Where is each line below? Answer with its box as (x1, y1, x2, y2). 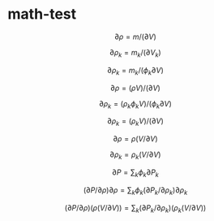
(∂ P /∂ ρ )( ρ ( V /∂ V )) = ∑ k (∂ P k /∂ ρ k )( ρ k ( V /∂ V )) (64, 202, 207, 214)
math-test (7, 5, 77, 24)
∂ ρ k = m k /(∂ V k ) (109, 47, 161, 59)
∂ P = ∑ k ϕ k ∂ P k (112, 167, 159, 179)
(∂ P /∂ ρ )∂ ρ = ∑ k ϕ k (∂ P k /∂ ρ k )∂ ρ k (83, 184, 188, 197)
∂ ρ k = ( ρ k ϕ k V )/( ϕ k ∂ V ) (99, 98, 172, 110)
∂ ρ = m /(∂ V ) (113, 32, 157, 41)
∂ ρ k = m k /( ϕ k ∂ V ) (107, 65, 164, 77)
